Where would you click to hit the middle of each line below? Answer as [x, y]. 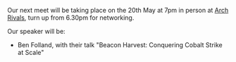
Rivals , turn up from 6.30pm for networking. [71, 18]
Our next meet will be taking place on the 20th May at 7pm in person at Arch [118, 10]
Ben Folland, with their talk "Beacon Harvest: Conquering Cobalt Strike [120, 45]
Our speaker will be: [36, 31]
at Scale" [31, 52]
